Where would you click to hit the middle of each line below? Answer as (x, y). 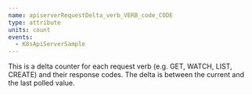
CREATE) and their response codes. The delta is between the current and (126, 75)
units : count (29, 30)
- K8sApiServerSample (50, 44)
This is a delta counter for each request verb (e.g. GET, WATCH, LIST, (120, 66)
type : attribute (34, 23)
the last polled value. (42, 83)
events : (21, 37)
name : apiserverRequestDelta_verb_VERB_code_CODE (91, 15)
